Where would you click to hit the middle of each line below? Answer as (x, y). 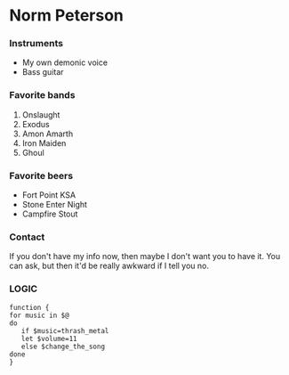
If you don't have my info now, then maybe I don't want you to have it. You (145, 257)
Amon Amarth (48, 134)
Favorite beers (41, 175)
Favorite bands (42, 95)
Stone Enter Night (54, 205)
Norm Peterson (67, 16)
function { (29, 307)
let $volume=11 (49, 338)
